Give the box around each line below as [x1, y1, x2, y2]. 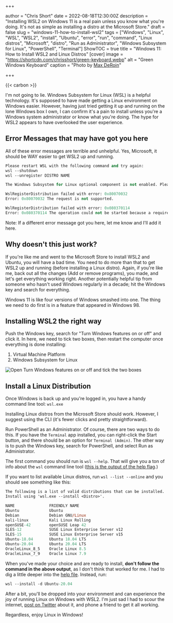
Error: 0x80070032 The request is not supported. [5, 196, 114, 201]
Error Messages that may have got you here [5, 134, 148, 143]
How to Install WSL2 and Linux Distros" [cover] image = [5, 51, 124, 57]
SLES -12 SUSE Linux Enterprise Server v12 [5, 527, 124, 532]
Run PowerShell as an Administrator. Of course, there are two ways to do [5, 426, 160, 432]
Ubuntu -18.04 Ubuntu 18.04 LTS [5, 537, 86, 542]
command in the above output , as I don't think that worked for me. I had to [5, 566, 165, 572]
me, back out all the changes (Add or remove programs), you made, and [5, 270, 159, 276]
